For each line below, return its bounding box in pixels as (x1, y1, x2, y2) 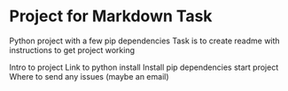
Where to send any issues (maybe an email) (9, 71, 170, 81)
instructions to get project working (9, 44, 136, 55)
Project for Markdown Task (9, 6, 213, 27)
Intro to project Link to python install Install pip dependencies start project (9, 62, 279, 72)
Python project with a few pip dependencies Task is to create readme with (9, 35, 281, 46)
